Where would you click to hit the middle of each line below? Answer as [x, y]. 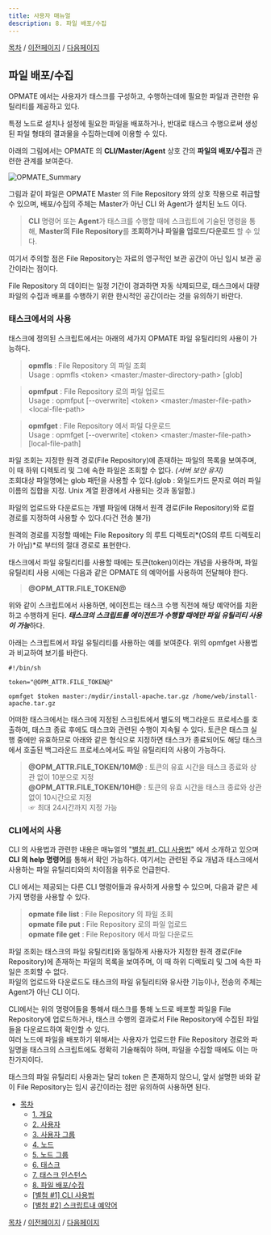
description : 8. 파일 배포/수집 [58, 23]
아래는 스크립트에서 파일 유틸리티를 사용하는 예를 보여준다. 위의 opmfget [122, 642]
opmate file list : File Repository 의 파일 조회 [100, 914]
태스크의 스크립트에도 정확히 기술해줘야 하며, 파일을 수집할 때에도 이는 [140, 1049]
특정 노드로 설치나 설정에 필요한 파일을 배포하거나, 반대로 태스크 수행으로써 [126, 124]
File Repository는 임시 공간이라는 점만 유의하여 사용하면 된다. [114, 1087]
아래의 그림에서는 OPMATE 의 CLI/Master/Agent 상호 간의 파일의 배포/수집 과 [131, 151]
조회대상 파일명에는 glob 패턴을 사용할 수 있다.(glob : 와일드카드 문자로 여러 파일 [135, 480]
